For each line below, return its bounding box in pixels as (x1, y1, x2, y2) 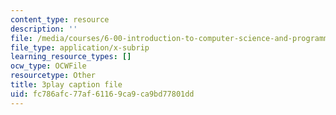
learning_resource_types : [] (10, 52, 132, 62)
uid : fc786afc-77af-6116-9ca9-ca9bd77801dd (10, 89, 195, 99)
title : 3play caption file (10, 80, 123, 90)
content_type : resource (10, 14, 110, 25)
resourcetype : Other (10, 71, 97, 81)
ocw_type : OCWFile (10, 61, 87, 71)
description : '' (10, 24, 78, 34)
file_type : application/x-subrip (10, 42, 150, 53)
